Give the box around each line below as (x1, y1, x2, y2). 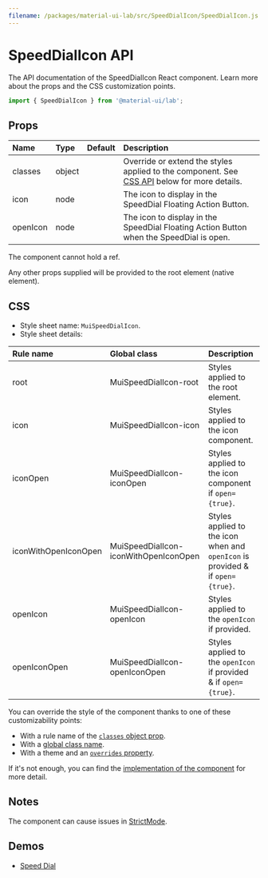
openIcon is (207, 551, 250, 562)
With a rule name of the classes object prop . (19, 731, 166, 740)
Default (86, 142, 116, 154)
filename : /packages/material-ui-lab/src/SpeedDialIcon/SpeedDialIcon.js (8, 11, 259, 20)
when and (207, 541, 246, 552)
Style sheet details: (19, 329, 84, 339)
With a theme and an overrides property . (19, 748, 155, 758)
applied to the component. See (123, 166, 238, 177)
